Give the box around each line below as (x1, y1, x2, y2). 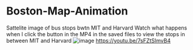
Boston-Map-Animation (6, 4, 128, 18)
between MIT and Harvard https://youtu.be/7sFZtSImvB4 (6, 37, 171, 44)
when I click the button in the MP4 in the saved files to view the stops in (6, 30, 186, 37)
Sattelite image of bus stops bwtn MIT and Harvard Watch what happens (6, 24, 188, 31)
